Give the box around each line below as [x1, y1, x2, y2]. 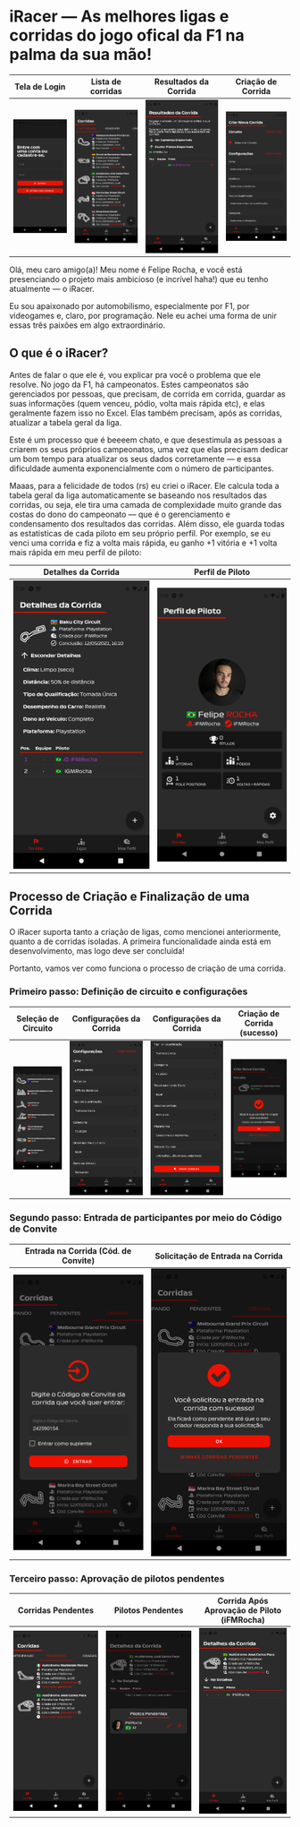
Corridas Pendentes [17, 1605, 95, 1616]
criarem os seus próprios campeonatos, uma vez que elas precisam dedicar [9, 443, 288, 454]
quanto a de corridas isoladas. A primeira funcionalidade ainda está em [9, 936, 271, 947]
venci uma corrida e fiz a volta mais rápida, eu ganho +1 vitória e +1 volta [9, 537, 278, 548]
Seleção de [16, 1013, 60, 1024]
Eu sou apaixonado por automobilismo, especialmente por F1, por [9, 301, 250, 312]
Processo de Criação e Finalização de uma [9, 888, 250, 904]
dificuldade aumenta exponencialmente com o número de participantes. [9, 463, 274, 474]
